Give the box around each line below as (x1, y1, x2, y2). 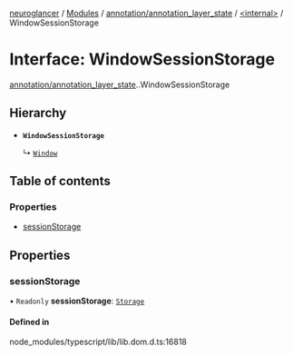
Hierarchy (9, 105, 67, 121)
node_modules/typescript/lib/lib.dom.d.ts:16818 (9, 336, 188, 348)
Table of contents (9, 173, 111, 189)
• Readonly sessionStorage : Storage (9, 295, 145, 307)
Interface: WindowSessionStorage (9, 49, 275, 70)
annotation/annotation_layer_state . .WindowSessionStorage (9, 79, 230, 90)
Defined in (9, 316, 50, 327)
